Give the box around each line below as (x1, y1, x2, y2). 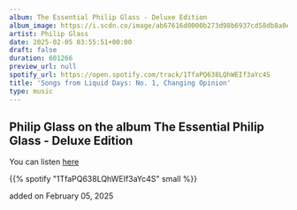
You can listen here (9, 156, 80, 168)
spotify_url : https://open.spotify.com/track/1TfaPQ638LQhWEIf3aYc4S (9, 71, 271, 79)
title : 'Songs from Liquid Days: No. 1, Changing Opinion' (9, 79, 232, 87)
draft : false (9, 46, 57, 55)
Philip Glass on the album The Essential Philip (9, 119, 265, 134)
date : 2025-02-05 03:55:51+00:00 (9, 37, 133, 47)
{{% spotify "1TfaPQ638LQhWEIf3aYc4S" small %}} (9, 174, 197, 184)
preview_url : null (9, 63, 77, 71)
